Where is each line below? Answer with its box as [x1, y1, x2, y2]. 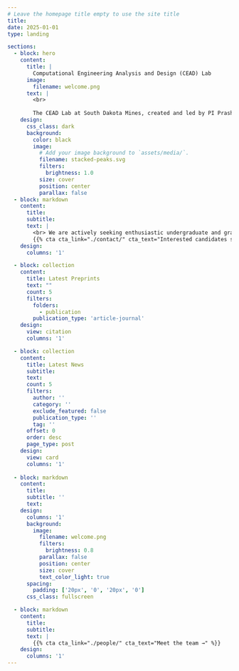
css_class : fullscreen [26, 593, 94, 600]
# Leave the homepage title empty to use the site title [7, 10, 180, 18]
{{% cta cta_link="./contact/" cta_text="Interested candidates [33, 236, 228, 243]
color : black [33, 136, 72, 143]
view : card [26, 454, 59, 461]
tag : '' [33, 420, 55, 428]
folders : [33, 301, 59, 309]
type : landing [7, 30, 50, 38]
